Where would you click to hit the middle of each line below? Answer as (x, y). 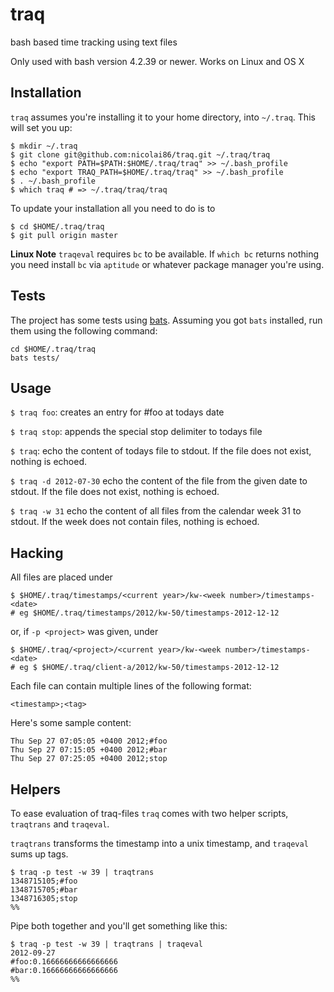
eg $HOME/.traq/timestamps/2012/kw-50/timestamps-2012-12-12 (149, 613)
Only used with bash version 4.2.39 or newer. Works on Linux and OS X (157, 61)
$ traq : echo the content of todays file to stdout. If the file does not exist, (161, 451)
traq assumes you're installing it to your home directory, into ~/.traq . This (163, 117)
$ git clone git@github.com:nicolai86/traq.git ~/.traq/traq (140, 154)
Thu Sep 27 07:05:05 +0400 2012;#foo (89, 741)
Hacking (37, 553)
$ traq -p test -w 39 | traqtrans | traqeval (106, 944)
